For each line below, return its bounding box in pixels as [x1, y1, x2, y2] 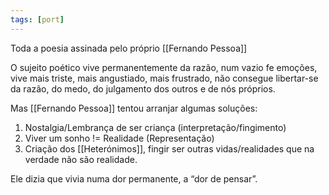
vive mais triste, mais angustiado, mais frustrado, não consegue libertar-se [10, 72, 319, 84]
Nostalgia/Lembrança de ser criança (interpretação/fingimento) [24, 121, 287, 133]
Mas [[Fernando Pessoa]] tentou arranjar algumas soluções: [10, 102, 258, 114]
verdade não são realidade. [24, 153, 138, 165]
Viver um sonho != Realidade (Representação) [24, 132, 215, 144]
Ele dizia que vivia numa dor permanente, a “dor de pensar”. [10, 172, 258, 185]
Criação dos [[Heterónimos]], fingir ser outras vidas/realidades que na [24, 142, 315, 155]
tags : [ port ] [10, 14, 65, 25]
